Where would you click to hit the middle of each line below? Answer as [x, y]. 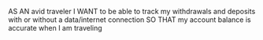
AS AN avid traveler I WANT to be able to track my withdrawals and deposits [132, 11]
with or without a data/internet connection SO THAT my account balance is [130, 20]
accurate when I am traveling [55, 28]
